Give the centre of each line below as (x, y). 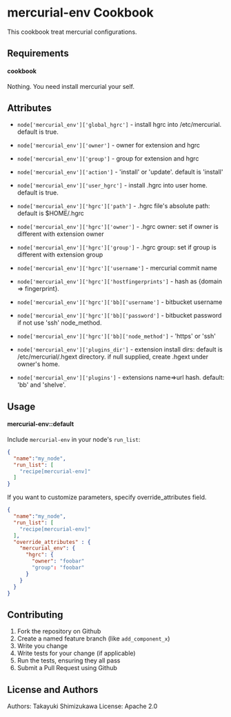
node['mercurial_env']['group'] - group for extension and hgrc (108, 159)
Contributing (35, 615)
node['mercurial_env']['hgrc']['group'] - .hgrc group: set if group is (117, 248)
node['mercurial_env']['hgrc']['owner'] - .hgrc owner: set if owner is (118, 227)
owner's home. (38, 364)
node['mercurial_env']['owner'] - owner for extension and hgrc (109, 145)
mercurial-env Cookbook (80, 13)
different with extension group (60, 255)
